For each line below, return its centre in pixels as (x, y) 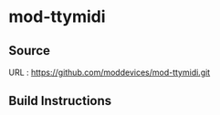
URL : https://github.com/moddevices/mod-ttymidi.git (110, 72)
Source (30, 51)
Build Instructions (60, 101)
